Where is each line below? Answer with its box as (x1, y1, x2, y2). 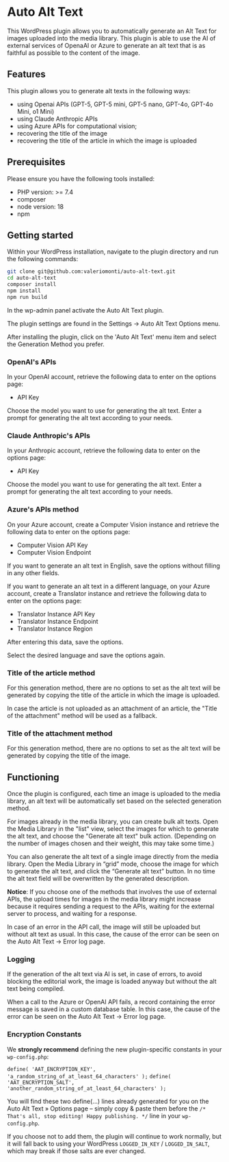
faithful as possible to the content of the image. (7, 49, 140, 57)
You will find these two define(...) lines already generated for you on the (7, 1097, 209, 1105)
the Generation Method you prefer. (7, 340, 105, 348)
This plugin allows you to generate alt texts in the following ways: (7, 86, 191, 95)
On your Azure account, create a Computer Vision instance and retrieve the (7, 520, 219, 529)
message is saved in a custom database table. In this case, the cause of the (7, 1005, 220, 1013)
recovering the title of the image (16, 129, 108, 137)
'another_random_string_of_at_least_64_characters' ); (7, 1085, 167, 1092)
